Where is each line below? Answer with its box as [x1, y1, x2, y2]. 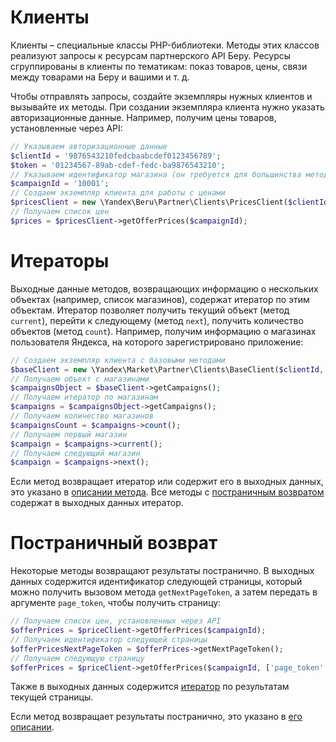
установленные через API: [10, 122, 123, 134]
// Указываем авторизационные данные [10, 141, 168, 151]
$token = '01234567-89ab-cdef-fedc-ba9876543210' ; [10, 160, 226, 170]
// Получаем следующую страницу [10, 653, 145, 663]
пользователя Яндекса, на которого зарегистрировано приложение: [10, 336, 304, 348]
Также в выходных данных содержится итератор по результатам [10, 681, 290, 693]
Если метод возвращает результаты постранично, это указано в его [10, 711, 303, 723]
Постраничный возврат [10, 532, 218, 555]
